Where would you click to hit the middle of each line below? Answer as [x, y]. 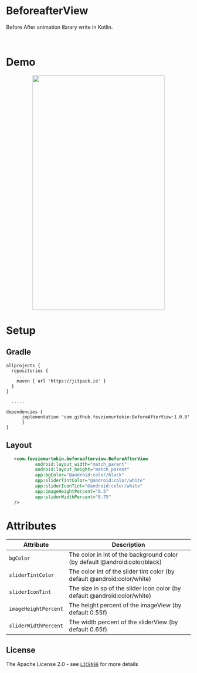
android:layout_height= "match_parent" [82, 470]
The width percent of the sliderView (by [123, 622]
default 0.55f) [88, 613]
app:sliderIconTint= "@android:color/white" [89, 486]
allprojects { [23, 366]
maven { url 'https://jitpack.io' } [62, 381]
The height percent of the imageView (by [125, 605]
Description [128, 545]
